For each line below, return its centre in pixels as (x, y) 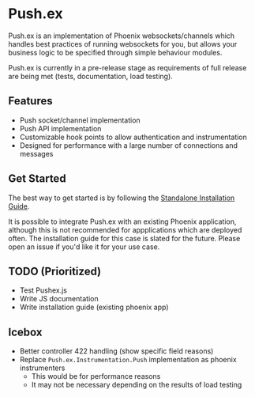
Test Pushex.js (43, 290)
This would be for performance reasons (96, 376)
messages (36, 153)
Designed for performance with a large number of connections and (129, 145)
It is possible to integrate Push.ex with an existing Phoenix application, (122, 221)
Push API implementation (60, 128)
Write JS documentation (59, 299)
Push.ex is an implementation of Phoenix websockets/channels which (122, 36)
